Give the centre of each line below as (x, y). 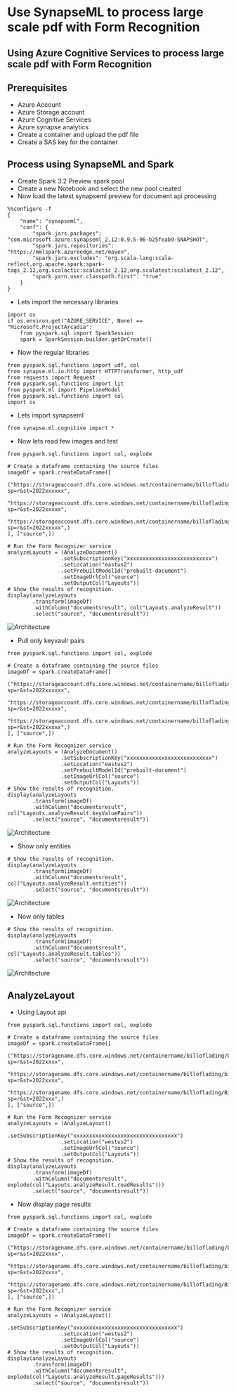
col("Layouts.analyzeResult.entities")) (67, 884)
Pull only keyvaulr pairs (51, 641)
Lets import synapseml (51, 415)
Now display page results (54, 1204)
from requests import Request (52, 378)
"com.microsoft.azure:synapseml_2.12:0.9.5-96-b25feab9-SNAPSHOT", (108, 240)
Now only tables (41, 916)
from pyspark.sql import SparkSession (77, 333)
